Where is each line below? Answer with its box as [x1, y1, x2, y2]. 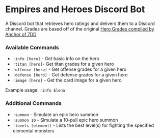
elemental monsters [12, 127, 55, 133]
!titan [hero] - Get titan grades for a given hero [12, 61, 114, 67]
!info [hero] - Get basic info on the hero [12, 56, 99, 62]
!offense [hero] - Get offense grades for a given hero [12, 66, 127, 72]
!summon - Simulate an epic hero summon [12, 111, 98, 118]
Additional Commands [5, 100, 62, 107]
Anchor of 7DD [5, 31, 37, 37]
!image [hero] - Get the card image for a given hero [12, 77, 122, 84]
